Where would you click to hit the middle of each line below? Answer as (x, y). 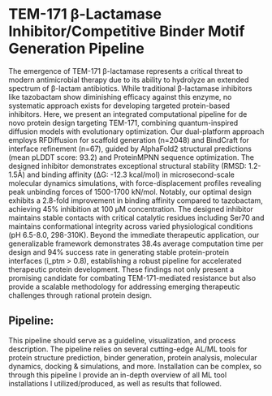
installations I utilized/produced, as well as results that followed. (115, 383)
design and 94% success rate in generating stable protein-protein (119, 252)
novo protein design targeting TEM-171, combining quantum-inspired (123, 123)
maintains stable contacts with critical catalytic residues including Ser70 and (136, 217)
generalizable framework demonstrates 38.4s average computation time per (136, 243)
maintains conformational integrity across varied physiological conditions (131, 226)
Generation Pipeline (76, 49)
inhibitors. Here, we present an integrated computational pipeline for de (128, 114)
